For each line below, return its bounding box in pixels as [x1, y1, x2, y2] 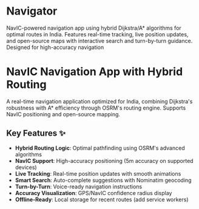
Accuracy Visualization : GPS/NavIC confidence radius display [15, 189, 172, 196]
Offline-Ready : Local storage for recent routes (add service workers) [15, 196, 189, 203]
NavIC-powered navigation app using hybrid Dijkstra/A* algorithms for [6, 24, 182, 32]
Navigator [6, 4, 58, 18]
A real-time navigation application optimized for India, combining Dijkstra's [6, 98, 193, 105]
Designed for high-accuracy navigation [6, 44, 104, 51]
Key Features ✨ [6, 128, 66, 139]
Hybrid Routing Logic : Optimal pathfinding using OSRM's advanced [15, 144, 185, 151]
